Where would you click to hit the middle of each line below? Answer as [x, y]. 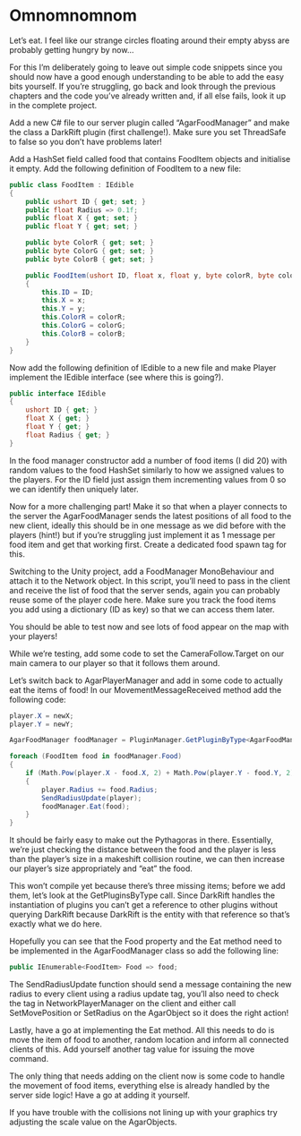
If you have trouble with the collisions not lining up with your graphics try [143, 1113]
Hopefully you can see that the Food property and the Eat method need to [146, 942]
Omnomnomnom [73, 16]
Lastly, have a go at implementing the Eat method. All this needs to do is [142, 1030]
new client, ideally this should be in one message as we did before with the [148, 525]
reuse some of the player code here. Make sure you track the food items [142, 600]
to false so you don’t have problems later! [86, 141]
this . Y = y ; [64, 309]
